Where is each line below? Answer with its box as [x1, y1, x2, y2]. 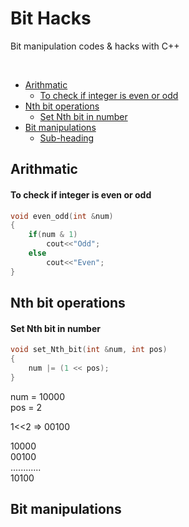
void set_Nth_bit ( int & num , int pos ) [10, 345, 168, 355]
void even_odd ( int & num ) [10, 211, 114, 221]
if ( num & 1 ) [28, 230, 78, 240]
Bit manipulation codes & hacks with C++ [10, 40, 180, 52]
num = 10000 [10, 390, 65, 402]
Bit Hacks [10, 7, 92, 30]
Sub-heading [39, 132, 95, 144]
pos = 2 [10, 401, 43, 413]
